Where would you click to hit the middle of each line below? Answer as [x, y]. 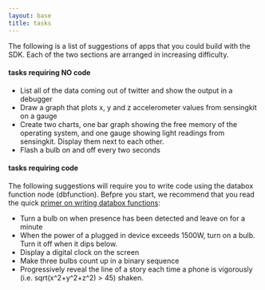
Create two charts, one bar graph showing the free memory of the [129, 124]
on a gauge [38, 116]
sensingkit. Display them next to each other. [92, 141]
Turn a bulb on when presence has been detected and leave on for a [132, 218]
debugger [36, 99]
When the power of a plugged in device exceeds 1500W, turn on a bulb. [137, 235]
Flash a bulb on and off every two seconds [90, 149]
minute [31, 226]
